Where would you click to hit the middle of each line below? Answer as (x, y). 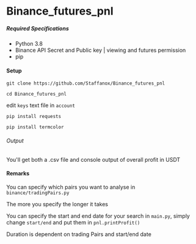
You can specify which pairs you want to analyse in (71, 187)
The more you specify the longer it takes (57, 204)
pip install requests (34, 117)
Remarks (18, 173)
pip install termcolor (35, 127)
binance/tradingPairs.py (38, 193)
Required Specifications (38, 28)
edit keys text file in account (41, 105)
